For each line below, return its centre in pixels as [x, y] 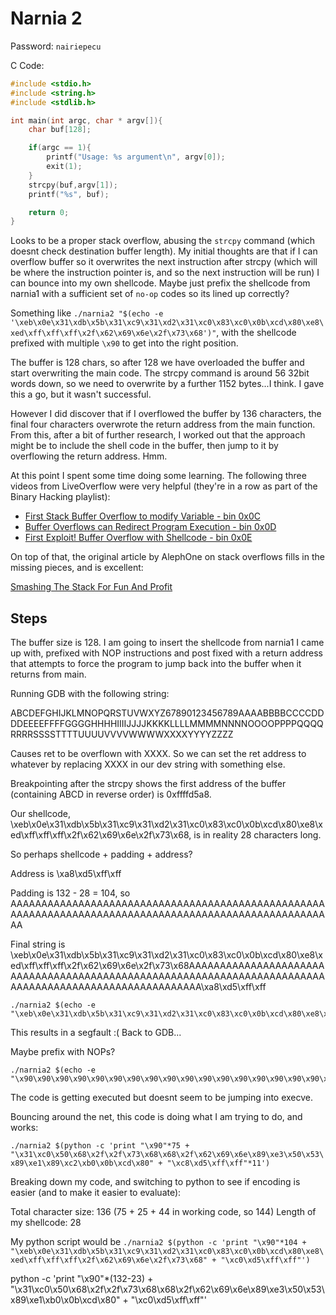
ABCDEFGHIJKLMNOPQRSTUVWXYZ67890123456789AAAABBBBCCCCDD [167, 713]
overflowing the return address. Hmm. [89, 456]
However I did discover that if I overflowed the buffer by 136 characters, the [166, 414]
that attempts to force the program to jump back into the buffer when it [156, 664]
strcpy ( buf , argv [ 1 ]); [73, 185]
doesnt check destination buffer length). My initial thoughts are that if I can [164, 251]
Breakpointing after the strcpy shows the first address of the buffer [148, 784]
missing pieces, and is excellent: [77, 568]
